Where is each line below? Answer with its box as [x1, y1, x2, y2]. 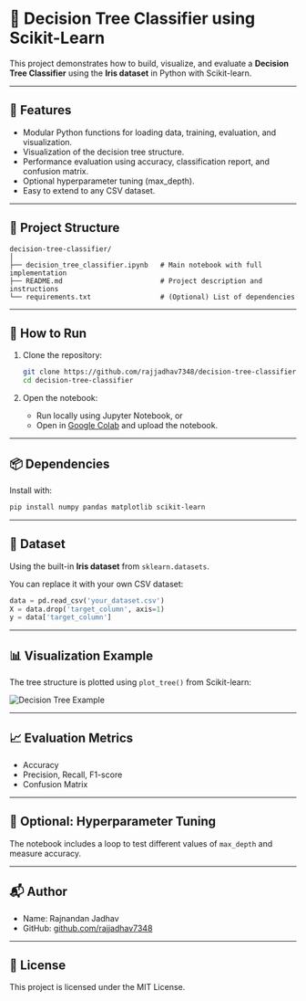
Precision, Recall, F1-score [22, 769, 123, 780]
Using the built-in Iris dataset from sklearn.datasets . [9, 561, 209, 572]
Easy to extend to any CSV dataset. [22, 184, 156, 195]
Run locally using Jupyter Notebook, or [36, 410, 184, 421]
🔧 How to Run [9, 325, 87, 341]
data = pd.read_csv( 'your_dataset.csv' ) [9, 595, 166, 606]
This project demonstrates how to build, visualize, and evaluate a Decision [9, 58, 290, 68]
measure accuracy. [9, 848, 82, 859]
